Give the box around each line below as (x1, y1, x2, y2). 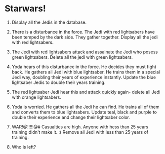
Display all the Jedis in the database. (11, 19, 87, 25)
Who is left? (11, 144, 36, 150)
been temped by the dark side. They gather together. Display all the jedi (11, 34, 158, 40)
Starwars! (4, 3, 46, 14)
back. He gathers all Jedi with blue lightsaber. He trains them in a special (11, 69, 160, 75)
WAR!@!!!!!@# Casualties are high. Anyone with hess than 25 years (11, 124, 149, 130)
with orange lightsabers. (11, 94, 61, 100)
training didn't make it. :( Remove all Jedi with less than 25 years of (11, 129, 149, 135)
